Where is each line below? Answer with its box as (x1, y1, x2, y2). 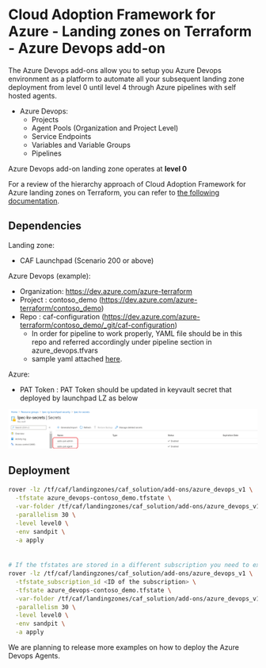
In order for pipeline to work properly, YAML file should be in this (31, 328, 243, 338)
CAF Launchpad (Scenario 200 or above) (19, 256, 154, 265)
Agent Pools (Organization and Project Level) (31, 123, 179, 133)
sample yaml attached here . (31, 353, 123, 363)
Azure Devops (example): (8, 271, 91, 280)
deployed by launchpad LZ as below (19, 393, 139, 403)
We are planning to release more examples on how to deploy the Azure (8, 643, 240, 652)
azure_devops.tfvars (31, 346, 99, 355)
